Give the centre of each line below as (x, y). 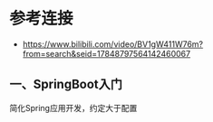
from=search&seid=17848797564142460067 (106, 53)
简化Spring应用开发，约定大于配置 (73, 108)
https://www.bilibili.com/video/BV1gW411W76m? (113, 44)
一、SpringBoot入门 (66, 84)
